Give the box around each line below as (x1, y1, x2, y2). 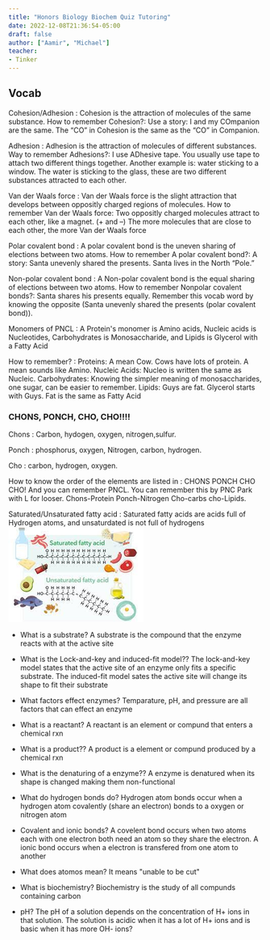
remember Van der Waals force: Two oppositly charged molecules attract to (8, 208, 260, 217)
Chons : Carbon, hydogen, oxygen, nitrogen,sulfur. (8, 429, 177, 440)
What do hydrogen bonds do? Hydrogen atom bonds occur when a (19, 793, 243, 803)
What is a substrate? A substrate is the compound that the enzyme (19, 630, 242, 640)
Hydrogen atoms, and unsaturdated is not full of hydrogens (8, 518, 205, 528)
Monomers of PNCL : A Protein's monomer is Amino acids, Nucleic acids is (8, 323, 256, 333)
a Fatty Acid (8, 340, 48, 351)
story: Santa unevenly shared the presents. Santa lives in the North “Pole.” (8, 258, 255, 268)
